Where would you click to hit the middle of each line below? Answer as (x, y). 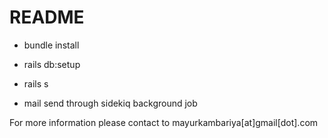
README (47, 17)
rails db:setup (52, 64)
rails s (36, 83)
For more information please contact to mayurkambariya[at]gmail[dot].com (164, 122)
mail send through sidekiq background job (110, 103)
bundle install (51, 45)
